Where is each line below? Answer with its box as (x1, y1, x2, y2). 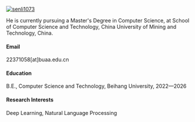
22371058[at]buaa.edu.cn (6, 56, 69, 63)
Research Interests (6, 96, 54, 103)
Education (6, 70, 32, 77)
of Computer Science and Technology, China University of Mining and (6, 24, 177, 30)
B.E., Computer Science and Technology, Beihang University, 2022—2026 (6, 83, 187, 90)
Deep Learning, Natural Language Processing (6, 109, 117, 116)
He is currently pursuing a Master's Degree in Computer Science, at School (6, 17, 190, 24)
